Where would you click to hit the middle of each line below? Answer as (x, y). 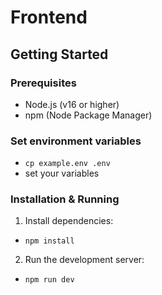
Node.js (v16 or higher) (72, 104)
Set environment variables (76, 141)
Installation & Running (65, 199)
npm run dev (49, 280)
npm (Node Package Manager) (88, 115)
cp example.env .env (67, 164)
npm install (49, 241)
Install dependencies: (69, 221)
